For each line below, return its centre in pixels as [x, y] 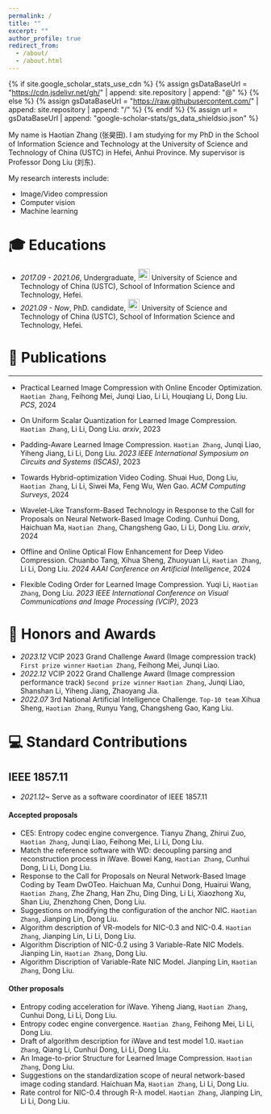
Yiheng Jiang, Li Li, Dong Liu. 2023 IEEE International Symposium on [134, 453]
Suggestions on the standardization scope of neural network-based [132, 1075]
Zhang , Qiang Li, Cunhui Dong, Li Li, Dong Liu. [95, 1049]
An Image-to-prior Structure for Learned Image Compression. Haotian [136, 1058]
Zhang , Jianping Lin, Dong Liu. [69, 919]
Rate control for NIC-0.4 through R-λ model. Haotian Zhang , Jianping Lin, [141, 1093]
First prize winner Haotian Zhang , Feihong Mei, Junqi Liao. [120, 665]
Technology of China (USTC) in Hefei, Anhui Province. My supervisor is [127, 152]
